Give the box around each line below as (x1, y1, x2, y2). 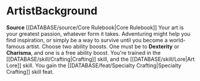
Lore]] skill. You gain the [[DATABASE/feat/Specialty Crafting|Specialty (6, 61, 182, 69)
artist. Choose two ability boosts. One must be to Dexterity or (26, 43, 180, 50)
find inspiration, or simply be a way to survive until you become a (6, 36, 168, 43)
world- (169, 36, 186, 43)
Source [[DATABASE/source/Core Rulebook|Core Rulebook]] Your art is (6, 24, 184, 31)
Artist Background (6, 4, 98, 18)
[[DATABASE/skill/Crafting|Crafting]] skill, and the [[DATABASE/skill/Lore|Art (6, 55, 195, 63)
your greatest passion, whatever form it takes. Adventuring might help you (6, 30, 191, 37)
